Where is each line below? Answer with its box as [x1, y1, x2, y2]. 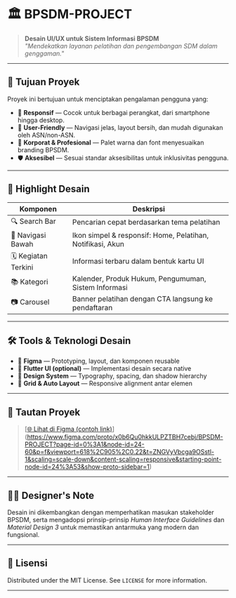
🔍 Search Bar [11, 216, 56, 226]
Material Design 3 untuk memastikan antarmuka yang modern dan [7, 523, 199, 531]
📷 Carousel [11, 297, 50, 307]
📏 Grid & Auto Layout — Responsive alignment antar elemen [17, 379, 193, 387]
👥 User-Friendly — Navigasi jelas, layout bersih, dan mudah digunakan [17, 123, 223, 131]
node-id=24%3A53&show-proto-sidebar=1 [24, 463, 150, 471]
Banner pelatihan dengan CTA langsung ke [72, 293, 213, 303]
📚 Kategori [11, 277, 48, 287]
